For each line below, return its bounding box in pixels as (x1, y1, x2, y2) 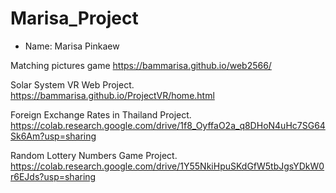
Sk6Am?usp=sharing (10, 130, 97, 142)
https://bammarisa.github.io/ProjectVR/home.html (10, 89, 215, 101)
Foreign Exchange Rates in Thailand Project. (10, 108, 192, 121)
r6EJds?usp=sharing (10, 170, 97, 182)
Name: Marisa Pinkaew (24, 40, 120, 52)
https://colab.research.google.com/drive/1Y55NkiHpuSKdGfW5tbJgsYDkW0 (10, 160, 325, 172)
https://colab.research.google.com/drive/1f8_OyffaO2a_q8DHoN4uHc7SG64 (10, 119, 326, 131)
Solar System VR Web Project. (10, 78, 135, 91)
